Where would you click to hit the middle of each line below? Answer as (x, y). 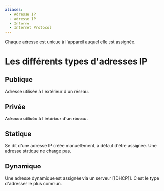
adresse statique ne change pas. (38, 151)
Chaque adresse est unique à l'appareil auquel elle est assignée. (70, 42)
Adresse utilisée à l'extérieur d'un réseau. (47, 92)
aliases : (14, 10)
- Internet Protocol (30, 28)
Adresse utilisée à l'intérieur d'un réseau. (47, 119)
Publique (19, 80)
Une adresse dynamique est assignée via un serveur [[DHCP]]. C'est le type (82, 178)
